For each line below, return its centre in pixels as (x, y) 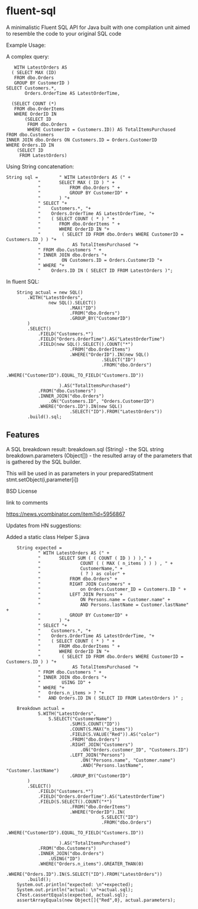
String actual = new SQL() (50, 292)
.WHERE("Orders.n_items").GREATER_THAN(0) (91, 864)
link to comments (27, 502)
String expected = (39, 548)
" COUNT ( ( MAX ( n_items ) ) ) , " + (105, 563)
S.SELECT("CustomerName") (80, 719)
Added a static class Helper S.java (48, 537)
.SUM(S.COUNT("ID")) (95, 724)
